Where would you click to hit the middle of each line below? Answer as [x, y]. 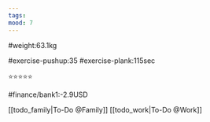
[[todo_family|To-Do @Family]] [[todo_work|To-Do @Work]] [105, 109]
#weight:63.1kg [33, 45]
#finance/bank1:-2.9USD [48, 94]
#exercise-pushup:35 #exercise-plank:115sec [82, 61]
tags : [17, 15]
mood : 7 [21, 23]
